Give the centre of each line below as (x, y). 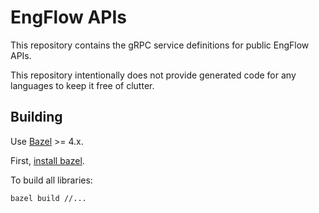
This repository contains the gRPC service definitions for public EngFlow (160, 45)
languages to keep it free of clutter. (82, 85)
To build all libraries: (51, 180)
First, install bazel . (47, 160)
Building (36, 117)
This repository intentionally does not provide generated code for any (153, 75)
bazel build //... (48, 198)
